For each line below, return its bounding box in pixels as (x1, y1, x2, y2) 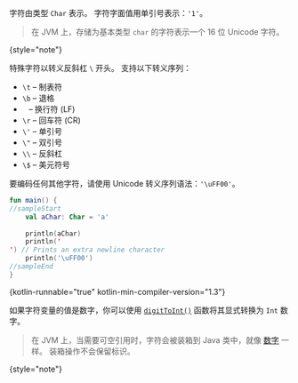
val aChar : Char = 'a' (25, 212, 109, 221)
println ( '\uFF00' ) (25, 254, 93, 263)
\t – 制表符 (21, 82, 62, 92)
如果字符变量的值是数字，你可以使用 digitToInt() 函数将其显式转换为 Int (9, 305, 278, 315)
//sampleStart (9, 203, 62, 213)
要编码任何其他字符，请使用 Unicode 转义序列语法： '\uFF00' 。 (9, 179, 240, 188)
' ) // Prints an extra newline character (9, 245, 165, 255)
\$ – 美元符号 (21, 159, 70, 170)
